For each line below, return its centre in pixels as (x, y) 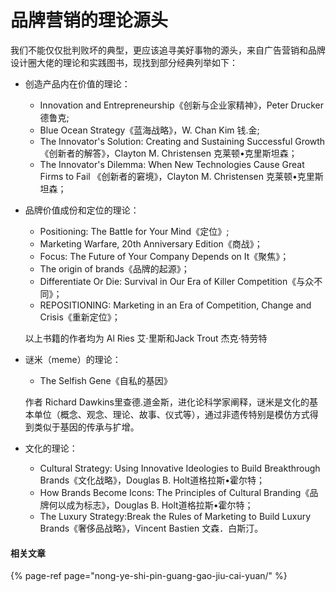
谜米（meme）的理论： (73, 359)
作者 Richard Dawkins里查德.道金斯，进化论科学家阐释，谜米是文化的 (167, 402)
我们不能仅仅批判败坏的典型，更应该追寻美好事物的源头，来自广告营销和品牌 (168, 50)
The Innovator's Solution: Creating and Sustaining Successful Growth (182, 141)
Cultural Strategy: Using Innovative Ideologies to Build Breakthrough (180, 468)
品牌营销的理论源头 (89, 20)
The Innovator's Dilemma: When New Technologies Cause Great (172, 164)
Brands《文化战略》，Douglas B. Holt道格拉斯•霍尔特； (152, 480)
